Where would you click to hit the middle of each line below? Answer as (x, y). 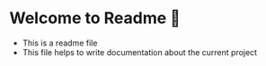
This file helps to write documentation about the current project (140, 52)
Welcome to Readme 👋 (95, 18)
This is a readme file (60, 43)
